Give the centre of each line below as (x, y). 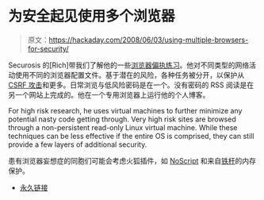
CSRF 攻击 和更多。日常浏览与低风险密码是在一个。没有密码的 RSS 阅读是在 (131, 85)
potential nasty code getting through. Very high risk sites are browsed (122, 119)
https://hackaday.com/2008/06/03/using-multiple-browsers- (149, 40)
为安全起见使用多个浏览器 (92, 16)
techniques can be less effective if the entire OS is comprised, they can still (131, 136)
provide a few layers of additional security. (78, 144)
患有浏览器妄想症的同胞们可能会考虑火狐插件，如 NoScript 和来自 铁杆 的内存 (132, 160)
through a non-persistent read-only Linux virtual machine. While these (123, 127)
